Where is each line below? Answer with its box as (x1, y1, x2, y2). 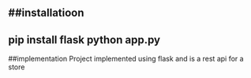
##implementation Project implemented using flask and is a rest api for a (8, 54, 244, 64)
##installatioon (8, 6, 84, 20)
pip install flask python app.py (8, 33, 160, 46)
